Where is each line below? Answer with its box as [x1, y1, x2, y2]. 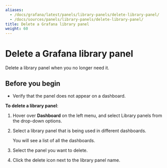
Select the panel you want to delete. [12, 147, 88, 153]
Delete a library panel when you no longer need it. [5, 65, 110, 71]
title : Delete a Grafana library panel [5, 21, 90, 27]
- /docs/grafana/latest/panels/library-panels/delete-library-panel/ [10, 12, 159, 17]
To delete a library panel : [5, 102, 59, 109]
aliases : [5, 7, 24, 13]
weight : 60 [5, 26, 28, 31]
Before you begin [5, 79, 61, 88]
